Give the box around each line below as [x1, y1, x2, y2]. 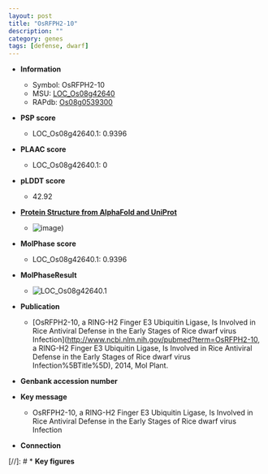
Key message [19, 392, 67, 402]
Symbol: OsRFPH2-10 [32, 80, 106, 90]
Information [19, 64, 62, 74]
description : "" [8, 27, 63, 35]
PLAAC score [19, 144, 67, 154]
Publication [19, 302, 60, 312]
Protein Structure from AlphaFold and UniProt [19, 208, 177, 218]
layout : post [8, 11, 53, 20]
